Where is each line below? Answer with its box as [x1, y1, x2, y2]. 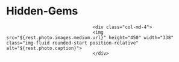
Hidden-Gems [6, 4, 78, 18]
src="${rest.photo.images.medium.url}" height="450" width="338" [6, 34, 174, 40]
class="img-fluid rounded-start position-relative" [6, 40, 139, 46]
